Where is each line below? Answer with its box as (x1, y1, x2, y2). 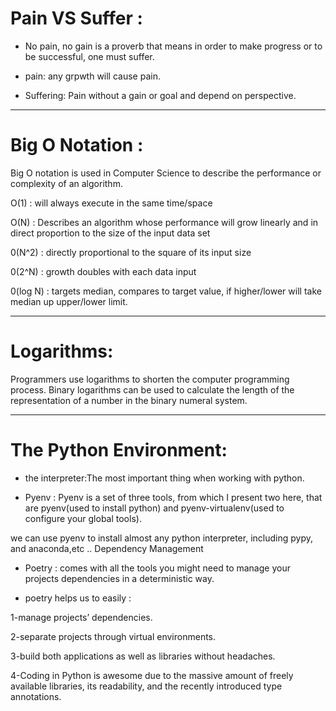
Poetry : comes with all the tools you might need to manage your (24, 562, 291, 574)
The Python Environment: (10, 439, 228, 461)
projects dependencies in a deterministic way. (24, 572, 215, 584)
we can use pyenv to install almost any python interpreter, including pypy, (10, 532, 313, 544)
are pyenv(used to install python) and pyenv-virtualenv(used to (24, 502, 285, 514)
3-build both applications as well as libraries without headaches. (10, 650, 276, 662)
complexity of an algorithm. (10, 177, 123, 189)
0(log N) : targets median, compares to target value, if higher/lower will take (10, 285, 322, 297)
